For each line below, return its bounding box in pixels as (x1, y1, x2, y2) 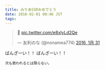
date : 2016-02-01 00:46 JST (5, 12, 63, 17)
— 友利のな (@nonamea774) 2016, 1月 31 (17, 40, 100, 46)
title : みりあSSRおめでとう (5, 7, 56, 12)
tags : (5, 16, 16, 21)
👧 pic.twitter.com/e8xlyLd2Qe (17, 30, 78, 36)
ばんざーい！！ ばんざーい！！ (5, 50, 67, 56)
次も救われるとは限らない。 (5, 61, 52, 66)
